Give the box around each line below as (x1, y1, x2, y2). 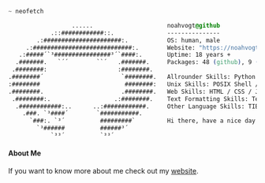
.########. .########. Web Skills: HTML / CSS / (8, 88, 252, 95)
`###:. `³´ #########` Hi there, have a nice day (28, 117, 256, 125)
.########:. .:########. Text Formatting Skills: (11, 95, 248, 103)
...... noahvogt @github (71, 21, 221, 29)
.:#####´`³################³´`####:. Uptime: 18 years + (18, 51, 231, 59)
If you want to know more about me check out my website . (8, 166, 199, 176)
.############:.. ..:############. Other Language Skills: (15, 103, 245, 110)
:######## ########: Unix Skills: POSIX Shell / (8, 80, 259, 88)
